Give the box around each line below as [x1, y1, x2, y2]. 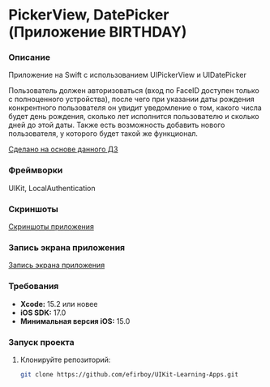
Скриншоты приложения [8, 222, 95, 232]
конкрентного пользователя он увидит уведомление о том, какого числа [8, 103, 262, 113]
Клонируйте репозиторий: [19, 355, 111, 364]
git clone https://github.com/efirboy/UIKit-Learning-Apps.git [19, 370, 239, 378]
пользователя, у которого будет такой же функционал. [8, 129, 199, 138]
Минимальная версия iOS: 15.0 [19, 316, 131, 325]
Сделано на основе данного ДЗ [8, 144, 118, 155]
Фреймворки [8, 164, 63, 176]
